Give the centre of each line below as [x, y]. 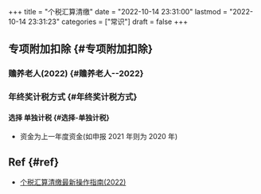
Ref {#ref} [34, 162]
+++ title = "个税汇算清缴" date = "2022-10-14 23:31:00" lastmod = [118, 12]
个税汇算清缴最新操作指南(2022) [73, 182]
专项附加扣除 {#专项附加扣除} [81, 49]
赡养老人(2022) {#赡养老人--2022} [76, 74]
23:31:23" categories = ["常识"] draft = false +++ [108, 21]
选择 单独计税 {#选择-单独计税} [59, 117]
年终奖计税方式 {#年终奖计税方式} [73, 97]
